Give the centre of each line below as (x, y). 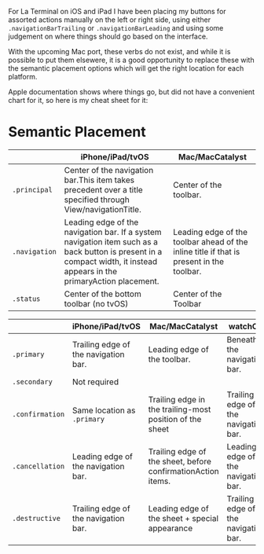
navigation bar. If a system (113, 232)
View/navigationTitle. (103, 209)
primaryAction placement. (112, 281)
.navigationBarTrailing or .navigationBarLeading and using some (116, 28)
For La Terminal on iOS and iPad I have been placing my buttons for (117, 11)
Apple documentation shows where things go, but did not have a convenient (132, 92)
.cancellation (38, 466)
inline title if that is (206, 251)
